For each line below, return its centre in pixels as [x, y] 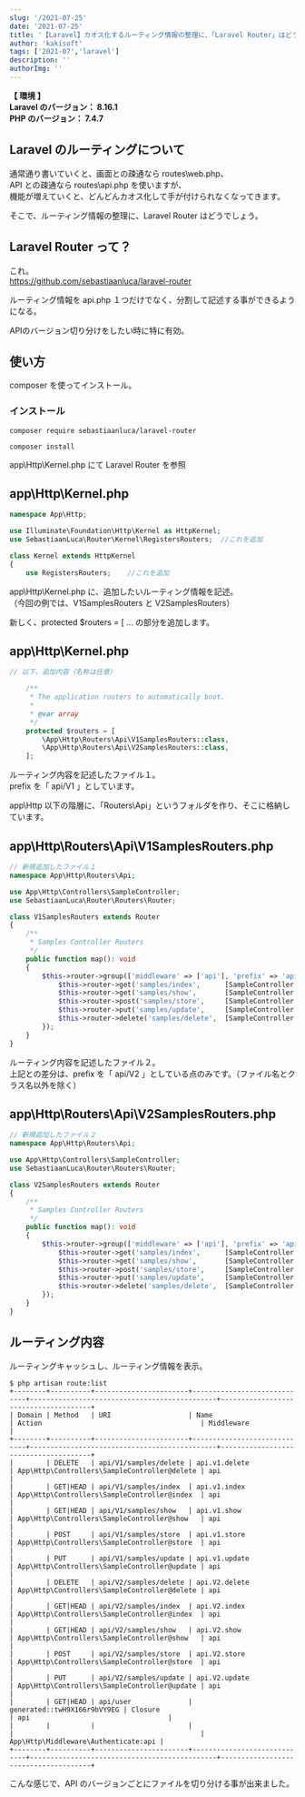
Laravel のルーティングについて [97, 150]
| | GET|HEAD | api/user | [101, 1701]
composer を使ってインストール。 [73, 385]
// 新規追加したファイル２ [53, 1135]
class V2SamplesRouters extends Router [85, 1185]
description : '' [40, 60]
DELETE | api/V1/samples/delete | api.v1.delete [152, 1463]
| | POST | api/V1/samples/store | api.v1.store [128, 1534]
